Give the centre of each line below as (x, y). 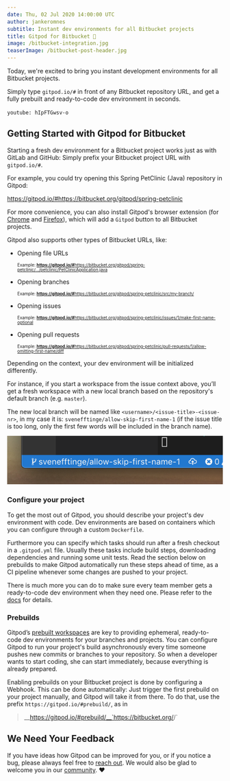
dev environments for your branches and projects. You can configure (120, 640)
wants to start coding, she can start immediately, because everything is (108, 661)
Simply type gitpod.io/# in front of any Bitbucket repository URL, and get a (113, 92)
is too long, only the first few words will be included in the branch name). (110, 426)
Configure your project (46, 500)
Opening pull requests (48, 334)
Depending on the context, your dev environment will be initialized (100, 363)
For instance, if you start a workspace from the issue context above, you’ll (112, 383)
